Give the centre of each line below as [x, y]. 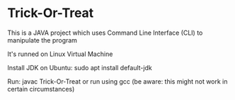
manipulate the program [42, 40]
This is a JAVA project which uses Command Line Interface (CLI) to [105, 33]
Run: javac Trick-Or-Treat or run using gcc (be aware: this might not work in [117, 81]
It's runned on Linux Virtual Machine [60, 54]
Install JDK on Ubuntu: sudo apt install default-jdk [80, 67]
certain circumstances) [41, 89]
